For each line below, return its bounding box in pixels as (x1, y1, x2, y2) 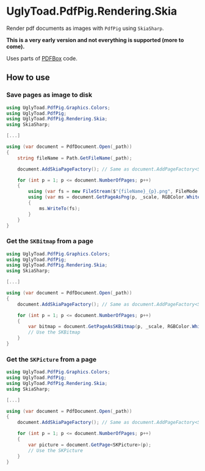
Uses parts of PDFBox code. (6, 54, 77, 62)
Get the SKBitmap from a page (6, 237, 93, 246)
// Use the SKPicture (28, 447, 84, 453)
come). (6, 43, 25, 50)
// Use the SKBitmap (28, 329, 81, 335)
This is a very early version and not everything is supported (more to (6, 36, 184, 43)
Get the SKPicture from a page (6, 355, 97, 363)
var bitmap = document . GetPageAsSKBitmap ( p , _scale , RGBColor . (28, 324, 192, 330)
